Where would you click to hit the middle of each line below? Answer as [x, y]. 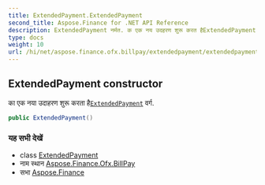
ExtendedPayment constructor [86, 84]
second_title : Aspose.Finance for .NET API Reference [99, 23]
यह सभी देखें [26, 138]
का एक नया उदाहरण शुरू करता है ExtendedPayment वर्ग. [81, 102]
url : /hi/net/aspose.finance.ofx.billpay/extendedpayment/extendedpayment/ [135, 52]
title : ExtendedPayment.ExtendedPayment [76, 15]
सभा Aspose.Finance [52, 172]
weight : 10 [26, 45]
